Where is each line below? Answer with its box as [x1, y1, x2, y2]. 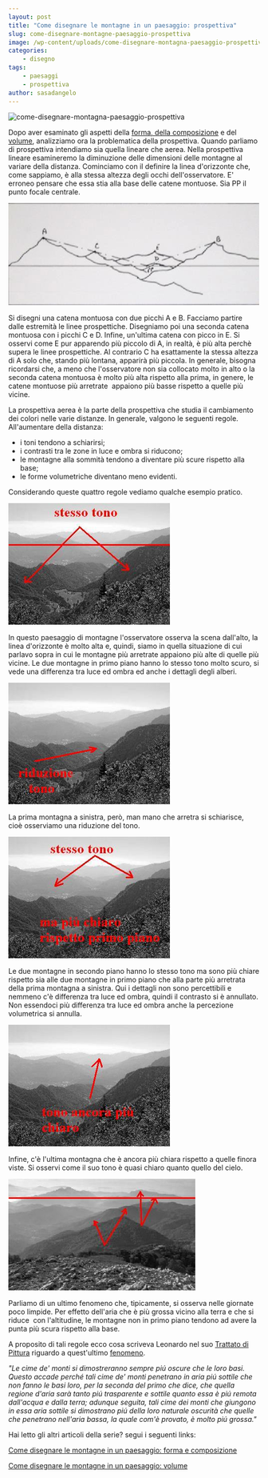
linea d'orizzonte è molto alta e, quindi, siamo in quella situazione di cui [8, 641, 242, 651]
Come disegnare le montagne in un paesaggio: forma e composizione [8, 1445, 238, 1455]
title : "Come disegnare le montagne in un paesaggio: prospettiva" [8, 21, 238, 30]
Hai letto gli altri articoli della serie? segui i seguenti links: [8, 1429, 196, 1440]
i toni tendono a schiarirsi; [19, 437, 105, 447]
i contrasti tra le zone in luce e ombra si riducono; [19, 446, 183, 455]
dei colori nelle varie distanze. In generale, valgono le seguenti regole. [8, 413, 239, 423]
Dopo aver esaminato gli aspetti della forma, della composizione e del [8, 127, 237, 137]
